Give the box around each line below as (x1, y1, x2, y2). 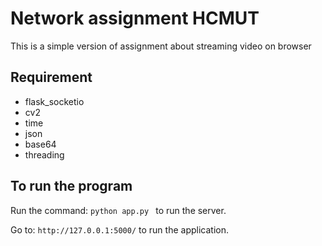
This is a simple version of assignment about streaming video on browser (10, 40, 312, 52)
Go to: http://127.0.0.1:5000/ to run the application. (10, 223, 229, 236)
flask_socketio (24, 95, 85, 107)
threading (24, 148, 65, 161)
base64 (24, 138, 57, 150)
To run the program (10, 178, 133, 195)
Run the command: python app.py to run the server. (10, 204, 227, 216)
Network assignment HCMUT (10, 7, 260, 30)
